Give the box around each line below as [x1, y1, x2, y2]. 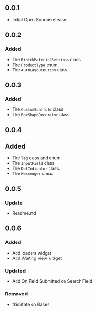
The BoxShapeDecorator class [12, 112, 70, 118]
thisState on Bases [12, 301, 50, 308]
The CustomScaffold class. [12, 106, 65, 112]
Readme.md [12, 210, 36, 216]
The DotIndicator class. [12, 165, 61, 172]
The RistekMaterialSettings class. [12, 56, 82, 62]
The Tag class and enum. [12, 155, 62, 161]
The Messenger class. [12, 171, 54, 176]
